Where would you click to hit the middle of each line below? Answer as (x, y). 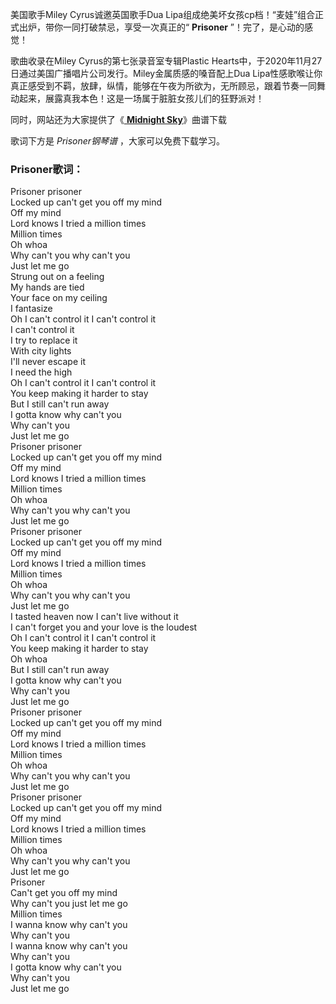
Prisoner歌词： (47, 169)
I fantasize (31, 309)
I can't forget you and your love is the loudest (104, 627)
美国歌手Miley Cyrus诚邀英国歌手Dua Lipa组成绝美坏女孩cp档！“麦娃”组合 (163, 14)
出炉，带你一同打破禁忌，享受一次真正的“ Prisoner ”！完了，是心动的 (161, 27)
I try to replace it (44, 340)
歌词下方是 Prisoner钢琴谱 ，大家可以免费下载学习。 (118, 141)
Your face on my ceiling (59, 298)
